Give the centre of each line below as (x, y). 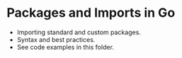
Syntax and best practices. (56, 39)
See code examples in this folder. (66, 47)
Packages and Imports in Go (91, 13)
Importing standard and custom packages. (79, 32)
